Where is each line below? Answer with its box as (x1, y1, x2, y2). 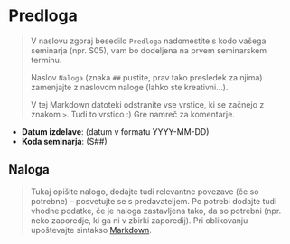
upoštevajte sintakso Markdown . (30, 224, 153, 235)
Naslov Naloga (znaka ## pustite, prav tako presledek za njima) (30, 71, 263, 82)
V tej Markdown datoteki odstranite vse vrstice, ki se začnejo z (30, 99, 265, 109)
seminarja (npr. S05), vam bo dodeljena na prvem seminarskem (30, 44, 267, 55)
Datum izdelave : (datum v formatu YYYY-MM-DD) (21, 126, 210, 136)
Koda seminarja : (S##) (21, 136, 108, 146)
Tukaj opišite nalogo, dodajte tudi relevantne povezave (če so (30, 186, 259, 197)
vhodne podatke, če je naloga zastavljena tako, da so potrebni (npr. (30, 205, 282, 216)
